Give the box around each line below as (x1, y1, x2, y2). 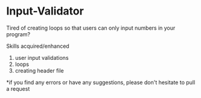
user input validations (14, 54, 69, 61)
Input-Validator (6, 4, 85, 18)
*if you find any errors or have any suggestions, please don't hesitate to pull (6, 79, 196, 86)
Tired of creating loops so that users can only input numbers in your (6, 24, 176, 31)
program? (6, 30, 31, 38)
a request (6, 85, 30, 92)
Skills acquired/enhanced (6, 42, 69, 50)
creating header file (14, 67, 65, 74)
